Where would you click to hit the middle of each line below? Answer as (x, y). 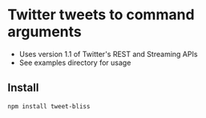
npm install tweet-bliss (49, 106)
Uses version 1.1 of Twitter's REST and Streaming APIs (108, 54)
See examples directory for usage (75, 63)
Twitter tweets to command (101, 15)
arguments (44, 32)
